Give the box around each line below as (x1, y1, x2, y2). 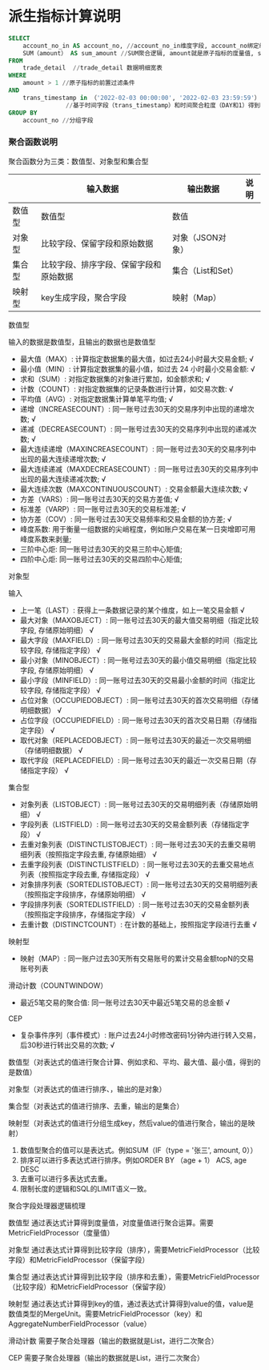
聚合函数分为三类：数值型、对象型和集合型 (8, 156, 149, 166)
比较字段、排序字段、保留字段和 (41, 259, 162, 270)
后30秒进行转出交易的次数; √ (19, 1040, 115, 1050)
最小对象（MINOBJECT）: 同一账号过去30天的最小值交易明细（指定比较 (19, 655, 257, 665)
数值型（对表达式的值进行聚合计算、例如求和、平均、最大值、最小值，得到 (8, 1057, 254, 1067)
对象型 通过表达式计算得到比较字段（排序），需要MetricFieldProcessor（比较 (8, 1244, 260, 1254)
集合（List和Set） (171, 265, 239, 276)
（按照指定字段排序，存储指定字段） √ (19, 910, 147, 919)
